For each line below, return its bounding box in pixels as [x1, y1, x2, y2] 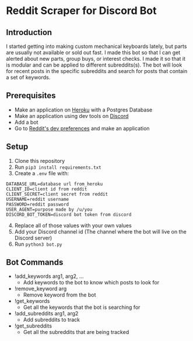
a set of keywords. [6, 74, 51, 81]
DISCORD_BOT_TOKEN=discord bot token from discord [6, 211, 132, 217]
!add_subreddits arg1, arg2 [14, 310, 79, 317]
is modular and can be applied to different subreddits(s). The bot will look [6, 61, 183, 68]
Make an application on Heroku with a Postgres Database [14, 106, 153, 113]
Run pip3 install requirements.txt [14, 163, 101, 170]
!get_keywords [14, 298, 50, 305]
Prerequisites [6, 91, 56, 100]
